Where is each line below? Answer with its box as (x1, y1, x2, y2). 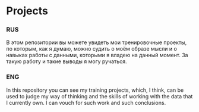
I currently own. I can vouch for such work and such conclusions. (6, 99, 166, 106)
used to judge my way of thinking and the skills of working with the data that (6, 92, 193, 99)
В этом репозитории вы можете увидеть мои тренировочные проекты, (6, 39, 187, 46)
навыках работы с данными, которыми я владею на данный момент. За (6, 52, 188, 59)
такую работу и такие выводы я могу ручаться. (6, 58, 127, 65)
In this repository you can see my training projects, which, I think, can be (6, 86, 184, 94)
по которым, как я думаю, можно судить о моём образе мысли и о (6, 45, 177, 52)
